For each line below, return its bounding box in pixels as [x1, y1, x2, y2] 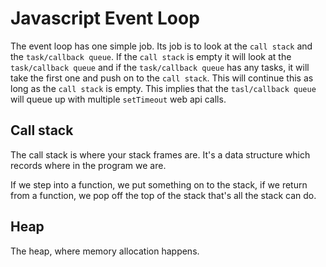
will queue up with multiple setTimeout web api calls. [10, 93, 227, 105]
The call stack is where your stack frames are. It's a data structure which [10, 148, 311, 161]
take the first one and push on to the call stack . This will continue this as [10, 72, 314, 84]
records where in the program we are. [10, 159, 167, 171]
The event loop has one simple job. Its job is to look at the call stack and [10, 40, 313, 52]
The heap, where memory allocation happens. [10, 245, 200, 257]
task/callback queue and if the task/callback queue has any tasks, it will [10, 61, 310, 73]
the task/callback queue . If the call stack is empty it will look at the [10, 50, 292, 62]
